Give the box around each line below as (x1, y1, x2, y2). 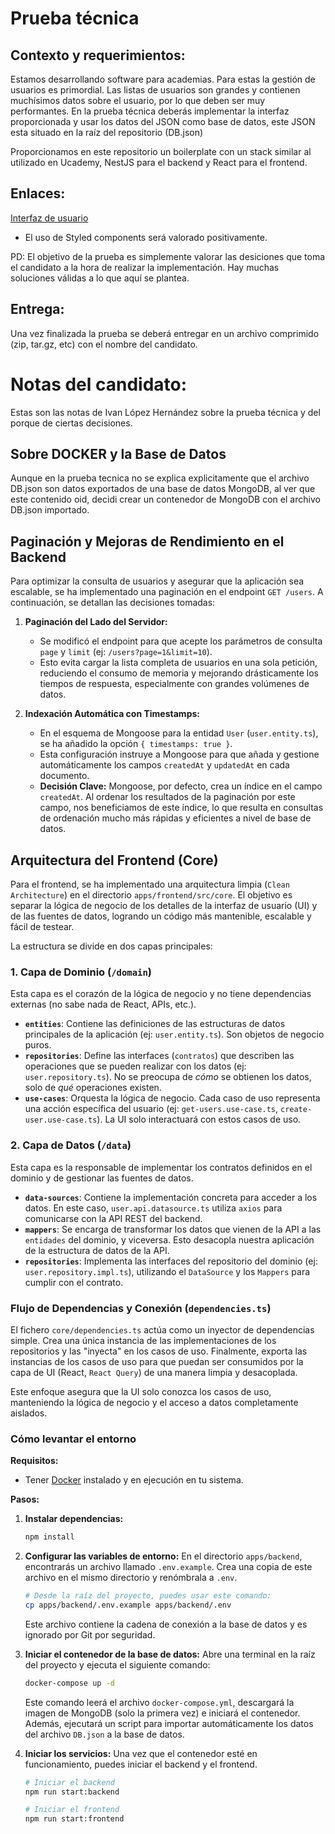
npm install (24, 1532, 75, 1542)
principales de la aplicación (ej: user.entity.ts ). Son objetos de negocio (24, 1028, 325, 1041)
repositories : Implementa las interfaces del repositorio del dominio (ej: (24, 1255, 318, 1267)
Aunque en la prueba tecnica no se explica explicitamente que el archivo (10, 472, 310, 484)
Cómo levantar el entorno (10, 1432, 137, 1446)
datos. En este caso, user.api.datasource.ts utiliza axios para (24, 1202, 283, 1214)
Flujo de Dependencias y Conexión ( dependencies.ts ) (10, 1301, 272, 1315)
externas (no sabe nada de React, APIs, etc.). (10, 998, 197, 1011)
